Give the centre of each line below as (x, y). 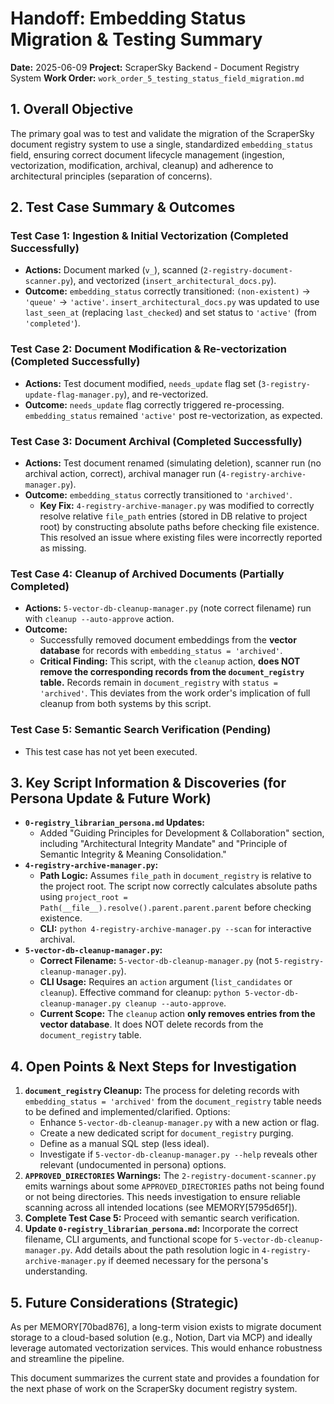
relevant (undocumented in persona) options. (133, 1165)
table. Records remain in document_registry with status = (158, 683)
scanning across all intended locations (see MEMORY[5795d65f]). (161, 1208)
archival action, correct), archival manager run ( (123, 474)
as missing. (63, 548)
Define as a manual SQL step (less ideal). (124, 1144)
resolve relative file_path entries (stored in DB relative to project (173, 516)
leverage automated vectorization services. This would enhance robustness (166, 1348)
